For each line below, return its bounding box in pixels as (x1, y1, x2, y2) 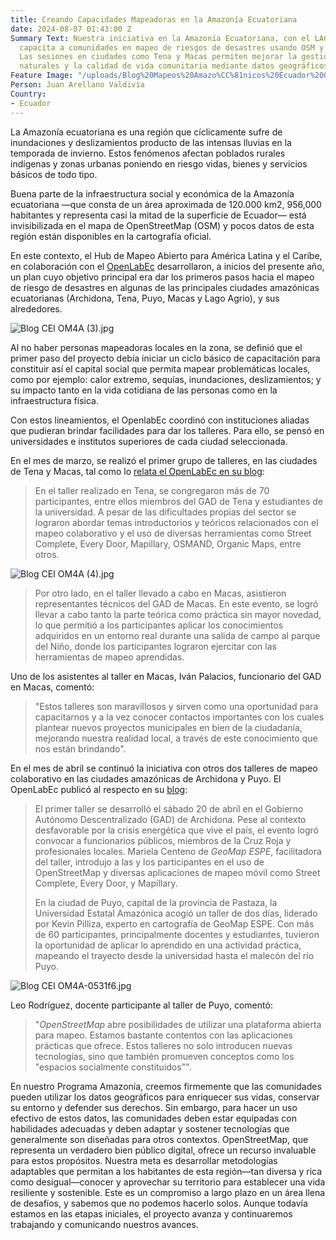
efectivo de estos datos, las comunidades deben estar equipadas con (10, 1112, 298, 1124)
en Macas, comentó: (10, 681, 95, 693)
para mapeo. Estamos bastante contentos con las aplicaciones (34, 1029, 293, 1041)
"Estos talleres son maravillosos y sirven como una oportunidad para (34, 700, 319, 712)
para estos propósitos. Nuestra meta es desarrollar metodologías (10, 1154, 278, 1166)
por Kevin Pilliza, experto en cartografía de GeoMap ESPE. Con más (34, 917, 315, 930)
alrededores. (10, 302, 63, 315)
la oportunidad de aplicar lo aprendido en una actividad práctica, (34, 939, 302, 951)
